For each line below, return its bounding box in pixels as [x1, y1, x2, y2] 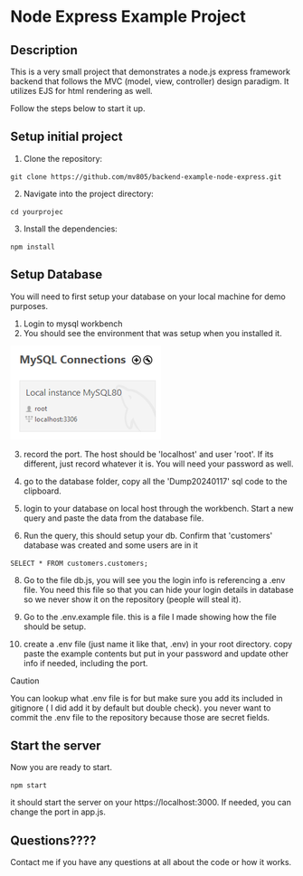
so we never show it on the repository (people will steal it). [23, 594, 241, 605]
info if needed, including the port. [23, 657, 148, 668]
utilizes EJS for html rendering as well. [10, 86, 153, 96]
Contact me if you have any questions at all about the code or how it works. [10, 857, 292, 868]
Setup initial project [10, 129, 123, 145]
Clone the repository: [23, 153, 103, 164]
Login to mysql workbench [23, 318, 123, 329]
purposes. [10, 300, 49, 311]
